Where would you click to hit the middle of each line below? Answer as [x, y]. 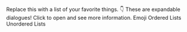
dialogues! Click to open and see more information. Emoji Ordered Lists [94, 18]
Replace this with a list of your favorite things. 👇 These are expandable [93, 9]
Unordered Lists [26, 24]
